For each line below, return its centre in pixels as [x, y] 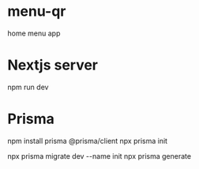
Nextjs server [53, 65]
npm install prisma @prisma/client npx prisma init [87, 141]
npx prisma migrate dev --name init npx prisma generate [99, 156]
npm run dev [28, 87]
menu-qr [37, 11]
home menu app [34, 33]
